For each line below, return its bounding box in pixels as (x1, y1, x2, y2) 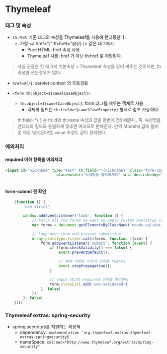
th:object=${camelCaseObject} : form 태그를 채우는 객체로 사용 (19, 100, 144, 106)
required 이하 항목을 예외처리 (5, 156, 63, 162)
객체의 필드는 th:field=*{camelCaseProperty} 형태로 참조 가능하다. (27, 107, 160, 113)
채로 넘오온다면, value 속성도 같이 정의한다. (22, 130, 107, 136)
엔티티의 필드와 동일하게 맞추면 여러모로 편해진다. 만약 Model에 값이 (17, 123, 150, 130)
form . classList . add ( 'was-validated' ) (49, 282, 128, 286)
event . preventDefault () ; (58, 250, 110, 255)
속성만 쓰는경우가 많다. (17, 70, 62, 75)
